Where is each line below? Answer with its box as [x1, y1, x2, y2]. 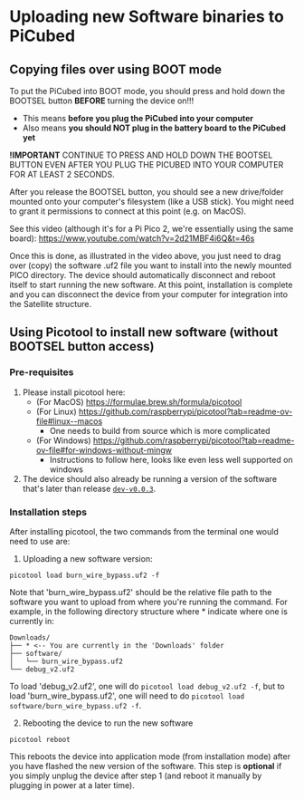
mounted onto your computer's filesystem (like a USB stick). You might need [9, 197, 294, 207]
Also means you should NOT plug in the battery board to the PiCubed [22, 122, 287, 133]
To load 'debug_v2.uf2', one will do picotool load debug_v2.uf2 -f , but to [9, 680, 285, 691]
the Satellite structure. [9, 299, 92, 309]
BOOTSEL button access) [9, 339, 155, 354]
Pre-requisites [9, 366, 74, 379]
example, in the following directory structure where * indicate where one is [9, 605, 288, 617]
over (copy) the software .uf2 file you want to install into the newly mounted [9, 260, 292, 271]
